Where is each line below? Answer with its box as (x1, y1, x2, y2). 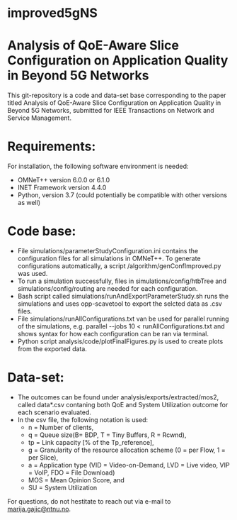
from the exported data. (17, 345, 87, 353)
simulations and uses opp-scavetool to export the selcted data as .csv (17, 299, 223, 308)
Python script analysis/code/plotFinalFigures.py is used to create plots (17, 337, 224, 345)
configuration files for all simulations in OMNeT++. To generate (17, 254, 201, 262)
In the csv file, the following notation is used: (17, 415, 149, 424)
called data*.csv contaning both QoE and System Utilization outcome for (17, 400, 229, 409)
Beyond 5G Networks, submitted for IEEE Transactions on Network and (7, 106, 214, 115)
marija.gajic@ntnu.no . (7, 504, 71, 513)
